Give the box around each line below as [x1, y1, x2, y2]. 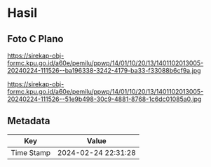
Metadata [7, 115, 50, 127]
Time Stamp [11, 147, 51, 157]
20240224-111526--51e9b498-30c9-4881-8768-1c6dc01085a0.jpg [7, 95, 202, 103]
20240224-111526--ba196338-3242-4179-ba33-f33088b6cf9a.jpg [7, 67, 201, 74]
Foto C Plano [7, 33, 64, 45]
